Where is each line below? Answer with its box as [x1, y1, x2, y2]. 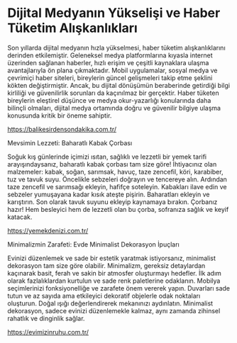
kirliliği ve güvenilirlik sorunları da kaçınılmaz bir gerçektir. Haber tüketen [7, 89, 220, 97]
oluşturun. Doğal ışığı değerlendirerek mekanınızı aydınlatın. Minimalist [7, 299, 214, 308]
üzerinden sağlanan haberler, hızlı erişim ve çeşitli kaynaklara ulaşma [7, 58, 209, 67]
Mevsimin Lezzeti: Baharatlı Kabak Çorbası [7, 138, 133, 147]
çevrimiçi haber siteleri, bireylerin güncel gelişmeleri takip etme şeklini [7, 73, 213, 82]
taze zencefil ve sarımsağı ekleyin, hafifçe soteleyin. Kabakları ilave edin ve [7, 182, 227, 191]
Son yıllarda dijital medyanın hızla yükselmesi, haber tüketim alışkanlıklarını [7, 43, 226, 52]
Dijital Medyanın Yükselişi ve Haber [7, 5, 221, 21]
